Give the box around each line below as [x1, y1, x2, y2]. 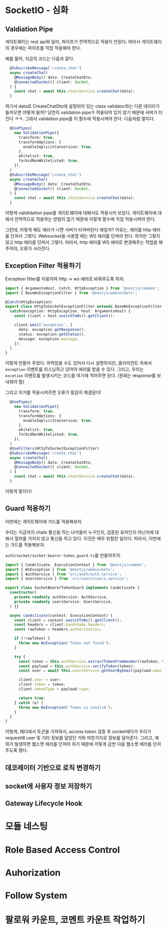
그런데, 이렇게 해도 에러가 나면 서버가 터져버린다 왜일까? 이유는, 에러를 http [5, 227, 151, 233]
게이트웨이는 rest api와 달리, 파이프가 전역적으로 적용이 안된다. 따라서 [5, 39, 141, 45]
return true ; [18, 695, 46, 701]
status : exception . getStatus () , [18, 331, 86, 337]
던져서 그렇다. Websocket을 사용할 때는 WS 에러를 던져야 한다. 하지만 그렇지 [10, 233, 160, 239]
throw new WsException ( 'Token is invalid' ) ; [18, 705, 113, 710]
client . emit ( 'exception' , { [14, 322, 72, 328]
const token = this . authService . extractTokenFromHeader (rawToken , [18, 659, 160, 664]
